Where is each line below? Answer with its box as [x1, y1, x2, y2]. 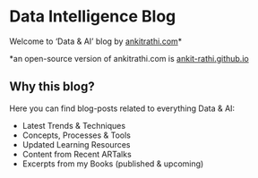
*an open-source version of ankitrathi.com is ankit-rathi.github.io [9, 53, 249, 64]
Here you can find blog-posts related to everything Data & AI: [9, 103, 236, 114]
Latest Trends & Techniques [21, 120, 126, 131]
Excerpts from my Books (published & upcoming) [21, 158, 204, 169]
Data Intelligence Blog [9, 6, 176, 27]
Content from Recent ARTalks [21, 148, 132, 159]
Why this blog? [9, 79, 96, 95]
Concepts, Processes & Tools [21, 130, 132, 140]
